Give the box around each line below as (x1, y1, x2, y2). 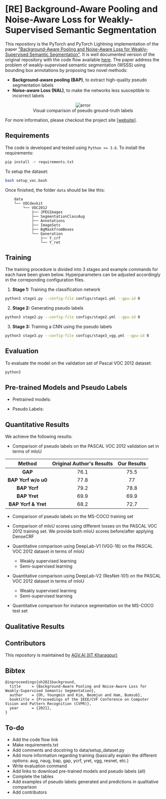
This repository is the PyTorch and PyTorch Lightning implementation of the (5, 41, 159, 47)
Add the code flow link (12, 737, 58, 743)
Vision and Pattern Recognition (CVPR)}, (5, 701, 92, 706)
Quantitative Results (5, 420, 70, 429)
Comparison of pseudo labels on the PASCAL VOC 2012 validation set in (12, 443, 159, 449)
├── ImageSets (31, 222, 61, 227)
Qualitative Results (5, 622, 65, 631)
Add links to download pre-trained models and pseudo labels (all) (12, 768, 146, 774)
